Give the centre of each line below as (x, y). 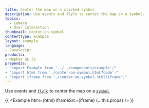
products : (15, 54)
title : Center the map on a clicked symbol (50, 9)
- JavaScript (18, 50)
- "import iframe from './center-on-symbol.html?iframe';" (66, 77)
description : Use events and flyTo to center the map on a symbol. (75, 14)
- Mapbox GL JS (20, 59)
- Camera (18, 23)
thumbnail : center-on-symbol (35, 32)
